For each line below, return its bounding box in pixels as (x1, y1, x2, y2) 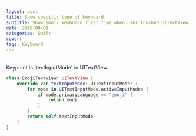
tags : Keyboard (6, 42, 44, 48)
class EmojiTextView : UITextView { (6, 75, 94, 81)
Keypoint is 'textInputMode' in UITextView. (6, 64, 109, 71)
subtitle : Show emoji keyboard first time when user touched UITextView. (6, 19, 191, 25)
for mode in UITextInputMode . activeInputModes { (27, 86, 149, 92)
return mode (48, 97, 78, 103)
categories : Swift (6, 31, 51, 37)
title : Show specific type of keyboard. (6, 14, 107, 20)
